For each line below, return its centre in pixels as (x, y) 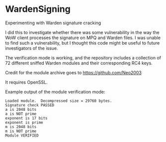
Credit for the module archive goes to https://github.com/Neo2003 (73, 72)
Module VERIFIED (22, 135)
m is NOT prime (21, 131)
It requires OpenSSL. (27, 82)
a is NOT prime (21, 114)
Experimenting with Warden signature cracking (53, 23)
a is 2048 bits (21, 109)
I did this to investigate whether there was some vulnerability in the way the (83, 32)
